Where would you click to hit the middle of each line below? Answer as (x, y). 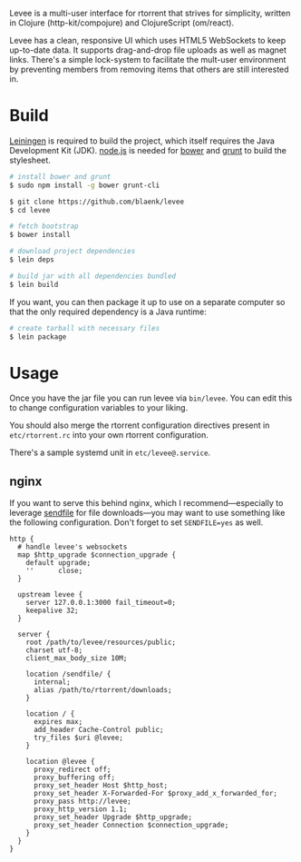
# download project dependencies (73, 252)
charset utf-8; (54, 650)
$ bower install (40, 235)
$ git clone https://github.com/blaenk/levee (97, 202)
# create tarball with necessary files (85, 328)
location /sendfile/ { (68, 674)
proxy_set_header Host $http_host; (101, 786)
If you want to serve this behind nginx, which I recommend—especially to (146, 503)
